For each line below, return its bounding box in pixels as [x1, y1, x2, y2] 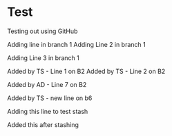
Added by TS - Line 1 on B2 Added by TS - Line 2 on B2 [7, 67, 166, 75]
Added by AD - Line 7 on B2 [7, 80, 87, 88]
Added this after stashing [7, 120, 79, 128]
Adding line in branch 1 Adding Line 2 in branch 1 [7, 40, 146, 48]
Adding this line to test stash [7, 107, 88, 115]
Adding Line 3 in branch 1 [7, 53, 79, 62]
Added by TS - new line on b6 [7, 94, 93, 102]
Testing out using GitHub [7, 27, 78, 35]
